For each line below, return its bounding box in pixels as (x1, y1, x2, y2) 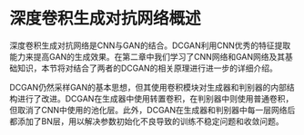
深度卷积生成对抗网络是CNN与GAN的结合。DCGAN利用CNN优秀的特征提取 (9, 40, 291, 51)
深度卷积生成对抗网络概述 (9, 8, 202, 29)
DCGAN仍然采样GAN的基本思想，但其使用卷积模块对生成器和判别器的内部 (9, 82, 288, 92)
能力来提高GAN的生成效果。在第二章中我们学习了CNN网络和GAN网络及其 (9, 51, 285, 62)
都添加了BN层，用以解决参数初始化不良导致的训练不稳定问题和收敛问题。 (9, 115, 284, 127)
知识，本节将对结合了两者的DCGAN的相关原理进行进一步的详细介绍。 (16, 63, 278, 73)
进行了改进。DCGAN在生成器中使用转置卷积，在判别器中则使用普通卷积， (16, 92, 294, 104)
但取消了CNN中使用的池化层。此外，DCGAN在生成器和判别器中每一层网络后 (9, 104, 296, 115)
